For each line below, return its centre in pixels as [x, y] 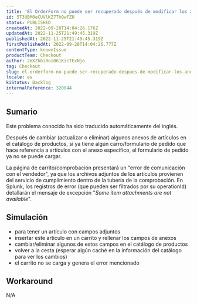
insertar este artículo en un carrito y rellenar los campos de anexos [96, 238]
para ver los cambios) [41, 256]
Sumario [22, 112]
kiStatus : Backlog [28, 83]
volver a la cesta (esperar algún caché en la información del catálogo [98, 250]
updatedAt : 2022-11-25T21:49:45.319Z [52, 34]
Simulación [27, 217]
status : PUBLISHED [28, 22]
